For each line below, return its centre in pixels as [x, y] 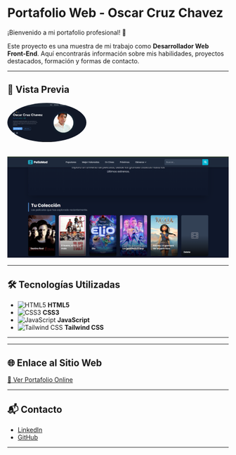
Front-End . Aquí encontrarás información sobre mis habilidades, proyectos [116, 53]
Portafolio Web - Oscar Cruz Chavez [115, 13]
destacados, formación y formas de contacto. [73, 60]
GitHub [28, 437]
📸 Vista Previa [39, 90]
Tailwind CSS [84, 328]
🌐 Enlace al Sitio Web [55, 363]
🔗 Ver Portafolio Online [40, 380]
